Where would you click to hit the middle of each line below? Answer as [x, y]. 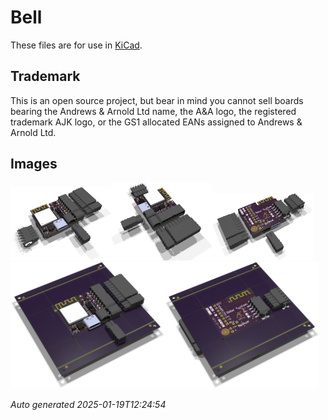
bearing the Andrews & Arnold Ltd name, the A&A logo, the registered [153, 111]
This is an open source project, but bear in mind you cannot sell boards [157, 100]
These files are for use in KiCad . [76, 45]
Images [34, 164]
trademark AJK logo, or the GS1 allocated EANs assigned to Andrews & [156, 122]
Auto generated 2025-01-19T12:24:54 [88, 404]
